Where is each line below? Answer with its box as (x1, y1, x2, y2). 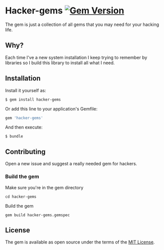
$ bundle (5, 134, 23, 139)
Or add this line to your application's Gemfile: (5, 106, 98, 112)
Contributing (5, 147, 46, 156)
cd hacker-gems (5, 194, 37, 199)
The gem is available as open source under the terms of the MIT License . (5, 239, 155, 245)
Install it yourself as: (5, 87, 46, 93)
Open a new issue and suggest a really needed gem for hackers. (5, 161, 138, 167)
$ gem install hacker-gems (5, 97, 61, 102)
